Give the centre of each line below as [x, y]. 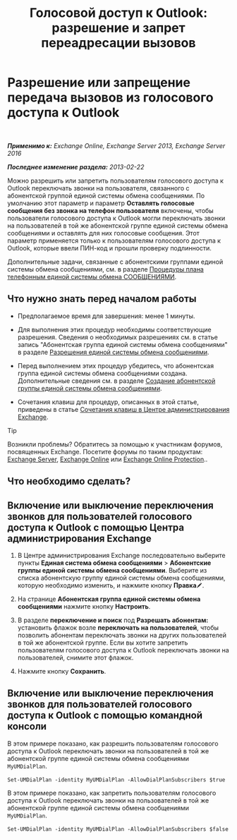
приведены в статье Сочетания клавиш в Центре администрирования [123, 409]
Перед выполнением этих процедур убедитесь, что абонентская [115, 365]
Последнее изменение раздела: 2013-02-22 [76, 166]
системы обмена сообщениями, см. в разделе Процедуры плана [106, 269]
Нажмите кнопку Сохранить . [62, 671]
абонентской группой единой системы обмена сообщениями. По [106, 195]
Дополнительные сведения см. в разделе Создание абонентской [116, 381]
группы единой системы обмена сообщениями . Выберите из [112, 570]
